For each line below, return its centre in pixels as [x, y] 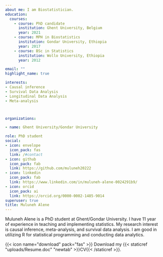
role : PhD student [24, 136]
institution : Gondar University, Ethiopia [62, 42]
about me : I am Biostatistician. [39, 10]
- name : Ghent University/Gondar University [51, 127]
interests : [16, 83]
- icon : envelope [23, 146]
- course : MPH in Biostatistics [47, 37]
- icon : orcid [20, 186]
